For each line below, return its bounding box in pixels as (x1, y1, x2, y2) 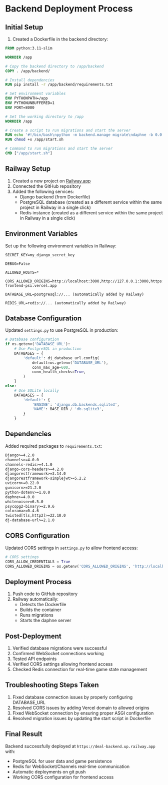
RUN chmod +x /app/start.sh (5, 137, 64, 142)
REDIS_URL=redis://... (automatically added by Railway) (5, 300, 126, 305)
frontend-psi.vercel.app (5, 283, 57, 288)
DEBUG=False (5, 261, 30, 266)
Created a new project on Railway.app (12, 178, 91, 184)
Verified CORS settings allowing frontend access (12, 661, 113, 667)
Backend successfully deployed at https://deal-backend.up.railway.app (5, 743, 156, 749)
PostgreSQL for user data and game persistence (12, 758, 112, 764)
